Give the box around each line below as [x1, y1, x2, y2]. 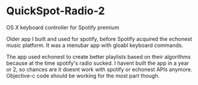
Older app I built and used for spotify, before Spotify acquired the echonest [6, 35, 193, 42]
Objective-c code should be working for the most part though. [6, 72, 160, 79]
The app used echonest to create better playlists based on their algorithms [6, 53, 191, 60]
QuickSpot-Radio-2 [6, 4, 105, 18]
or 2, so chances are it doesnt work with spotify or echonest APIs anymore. [6, 65, 193, 73]
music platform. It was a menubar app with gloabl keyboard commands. [6, 42, 184, 49]
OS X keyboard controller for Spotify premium [6, 24, 119, 31]
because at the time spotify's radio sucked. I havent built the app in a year [6, 59, 190, 67]
